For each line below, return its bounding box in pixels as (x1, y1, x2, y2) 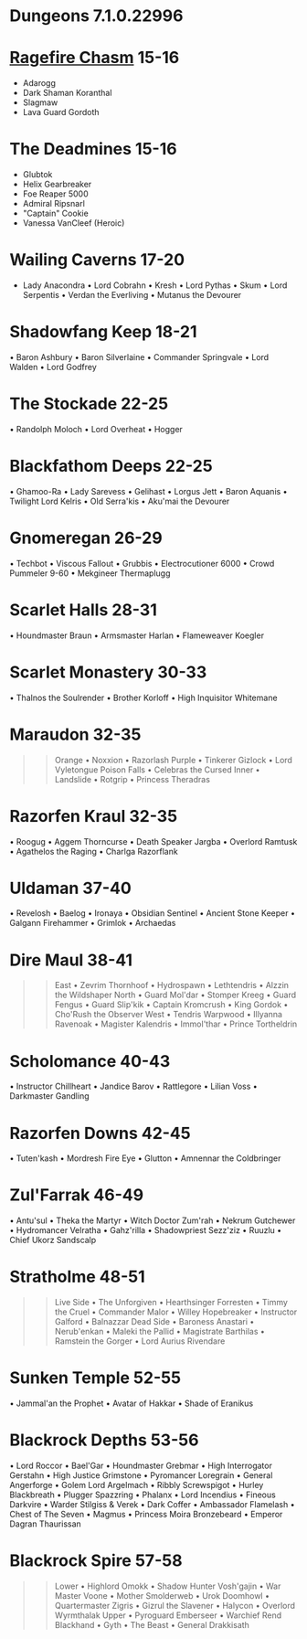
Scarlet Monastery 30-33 (9, 662, 207, 682)
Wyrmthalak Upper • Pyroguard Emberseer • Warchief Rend (54, 1610, 282, 1621)
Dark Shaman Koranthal (22, 88, 112, 99)
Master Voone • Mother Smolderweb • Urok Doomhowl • (54, 1590, 270, 1601)
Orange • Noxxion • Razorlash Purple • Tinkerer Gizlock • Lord (54, 754, 292, 765)
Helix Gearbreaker (22, 179, 92, 190)
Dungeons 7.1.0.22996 (9, 5, 184, 27)
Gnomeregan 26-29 (9, 527, 163, 548)
